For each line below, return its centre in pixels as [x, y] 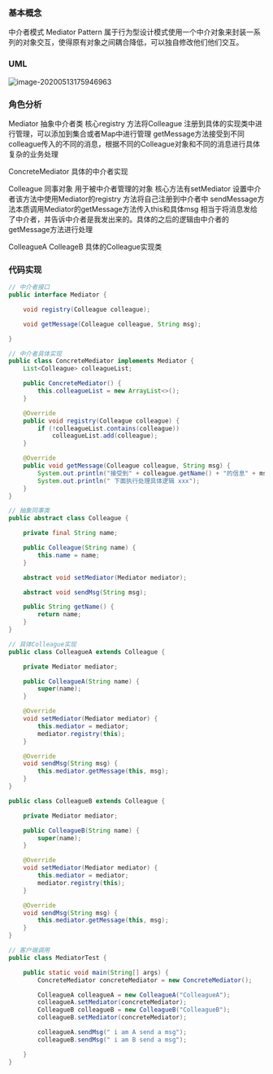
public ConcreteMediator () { [72, 384]
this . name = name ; [69, 555]
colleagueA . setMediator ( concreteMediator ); [112, 1002]
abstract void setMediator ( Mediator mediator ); [105, 577]
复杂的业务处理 [33, 154]
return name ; [60, 615]
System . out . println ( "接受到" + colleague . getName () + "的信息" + [147, 473]
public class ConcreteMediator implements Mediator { [102, 361]
